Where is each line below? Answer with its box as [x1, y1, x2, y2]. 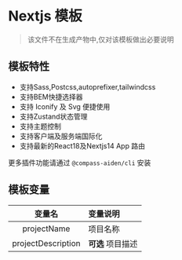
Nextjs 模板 [8, 7, 82, 25]
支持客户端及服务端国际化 [19, 131, 103, 141]
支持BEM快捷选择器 [19, 92, 84, 101]
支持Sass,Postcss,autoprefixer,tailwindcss [19, 82, 156, 91]
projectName [22, 223, 71, 234]
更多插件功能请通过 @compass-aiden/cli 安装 [8, 158, 151, 167]
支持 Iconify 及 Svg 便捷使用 [19, 101, 111, 111]
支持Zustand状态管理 [19, 112, 88, 121]
